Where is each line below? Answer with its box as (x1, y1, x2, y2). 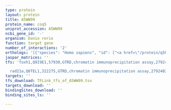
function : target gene (5, 41, 53, 46)
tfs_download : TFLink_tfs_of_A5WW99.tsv (5, 78, 93, 84)
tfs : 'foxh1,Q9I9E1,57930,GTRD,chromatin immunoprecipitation (5, 60, 140, 65)
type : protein (5, 7, 36, 13)
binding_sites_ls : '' (5, 92, 51, 97)
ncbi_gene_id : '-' (5, 31, 44, 36)
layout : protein (5, 12, 40, 17)
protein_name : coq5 (5, 21, 47, 27)
